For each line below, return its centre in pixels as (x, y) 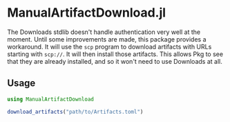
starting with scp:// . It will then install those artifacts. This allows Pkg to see (115, 54)
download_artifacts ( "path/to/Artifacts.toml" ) (75, 112)
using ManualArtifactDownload (51, 99)
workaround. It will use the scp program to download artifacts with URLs (109, 46)
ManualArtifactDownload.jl (87, 13)
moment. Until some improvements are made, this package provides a (107, 39)
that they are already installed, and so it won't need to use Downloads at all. (115, 61)
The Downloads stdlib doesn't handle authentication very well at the (104, 32)
